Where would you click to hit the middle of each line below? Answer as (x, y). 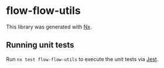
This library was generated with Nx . (49, 27)
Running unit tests (40, 45)
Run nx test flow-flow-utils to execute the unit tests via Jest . (82, 59)
